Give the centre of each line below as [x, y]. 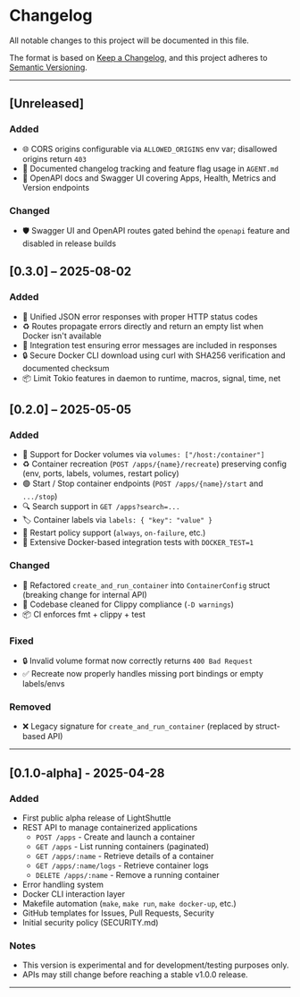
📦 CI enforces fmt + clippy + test [83, 614]
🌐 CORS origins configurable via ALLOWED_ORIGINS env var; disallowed [150, 149]
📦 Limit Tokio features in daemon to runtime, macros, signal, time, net [151, 378]
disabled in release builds [69, 243]
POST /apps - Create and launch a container [115, 837]
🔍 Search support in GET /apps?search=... [101, 507]
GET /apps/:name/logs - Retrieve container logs [122, 865]
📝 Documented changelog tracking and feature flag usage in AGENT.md [150, 168]
